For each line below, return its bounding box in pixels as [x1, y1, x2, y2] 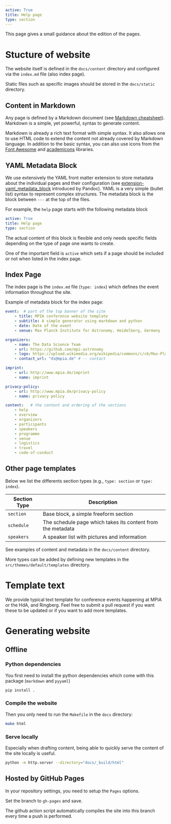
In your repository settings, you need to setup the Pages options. [5, 788, 140, 794]
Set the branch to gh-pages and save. [5, 797, 83, 804]
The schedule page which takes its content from [43, 518, 158, 526]
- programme [14, 431, 40, 436]
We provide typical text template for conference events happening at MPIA [5, 596, 162, 603]
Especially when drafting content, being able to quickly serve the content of [5, 744, 164, 751]
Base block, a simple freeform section [43, 510, 133, 517]
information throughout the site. [5, 289, 72, 295]
